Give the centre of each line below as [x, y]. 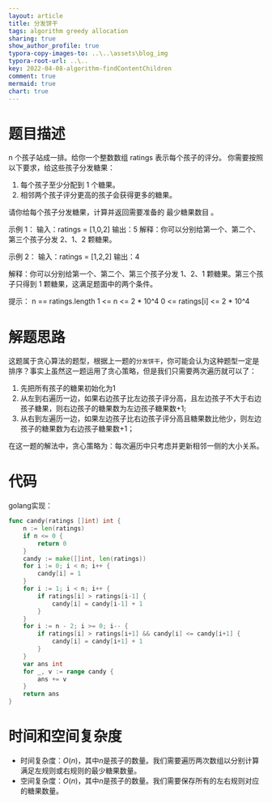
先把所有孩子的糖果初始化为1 [68, 389]
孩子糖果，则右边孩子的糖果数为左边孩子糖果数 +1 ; [103, 409]
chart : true [28, 91]
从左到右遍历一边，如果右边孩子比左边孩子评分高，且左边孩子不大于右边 [140, 398]
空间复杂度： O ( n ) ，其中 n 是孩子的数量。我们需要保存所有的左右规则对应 [140, 781]
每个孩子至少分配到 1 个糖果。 [70, 185]
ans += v [52, 679]
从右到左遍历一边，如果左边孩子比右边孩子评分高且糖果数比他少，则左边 [140, 418]
